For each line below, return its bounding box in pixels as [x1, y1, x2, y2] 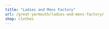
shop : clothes [5, 16, 34, 21]
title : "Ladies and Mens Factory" [5, 7, 76, 12]
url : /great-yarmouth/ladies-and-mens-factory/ [5, 12, 105, 17]
